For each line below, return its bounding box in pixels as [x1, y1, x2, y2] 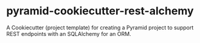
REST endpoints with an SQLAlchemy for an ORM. [6, 30, 132, 37]
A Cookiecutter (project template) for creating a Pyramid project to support [6, 24, 194, 31]
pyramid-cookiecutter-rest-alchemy [6, 4, 194, 18]
